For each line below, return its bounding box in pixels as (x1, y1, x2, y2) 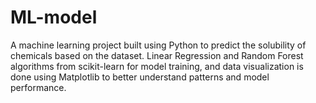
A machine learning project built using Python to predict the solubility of (10, 39, 307, 51)
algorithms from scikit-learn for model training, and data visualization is (10, 60, 304, 72)
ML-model (10, 6, 98, 29)
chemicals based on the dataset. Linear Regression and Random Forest (10, 49, 304, 61)
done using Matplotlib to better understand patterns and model (10, 71, 270, 83)
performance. (10, 81, 67, 93)
